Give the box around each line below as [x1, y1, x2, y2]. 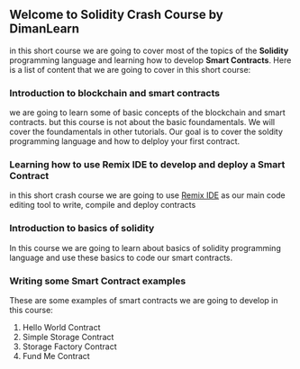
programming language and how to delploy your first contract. [9, 136, 241, 147]
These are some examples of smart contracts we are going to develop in [9, 295, 278, 305]
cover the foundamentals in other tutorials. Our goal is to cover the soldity [9, 126, 284, 138]
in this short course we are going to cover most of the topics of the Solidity [9, 45, 289, 56]
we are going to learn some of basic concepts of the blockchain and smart [9, 107, 286, 118]
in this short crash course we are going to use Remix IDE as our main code [9, 190, 286, 201]
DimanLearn [9, 22, 79, 37]
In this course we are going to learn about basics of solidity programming [9, 242, 281, 253]
